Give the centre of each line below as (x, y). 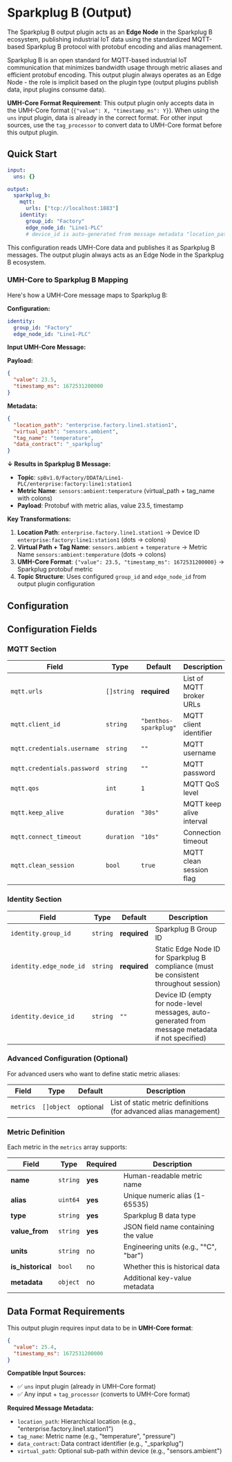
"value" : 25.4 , (35, 1347)
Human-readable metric (163, 1176)
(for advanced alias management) (165, 1111)
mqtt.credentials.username (55, 749)
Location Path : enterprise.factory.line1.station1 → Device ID (108, 533)
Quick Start (32, 154)
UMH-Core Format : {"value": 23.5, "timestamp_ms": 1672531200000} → (120, 562)
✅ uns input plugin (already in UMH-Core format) (87, 1387)
